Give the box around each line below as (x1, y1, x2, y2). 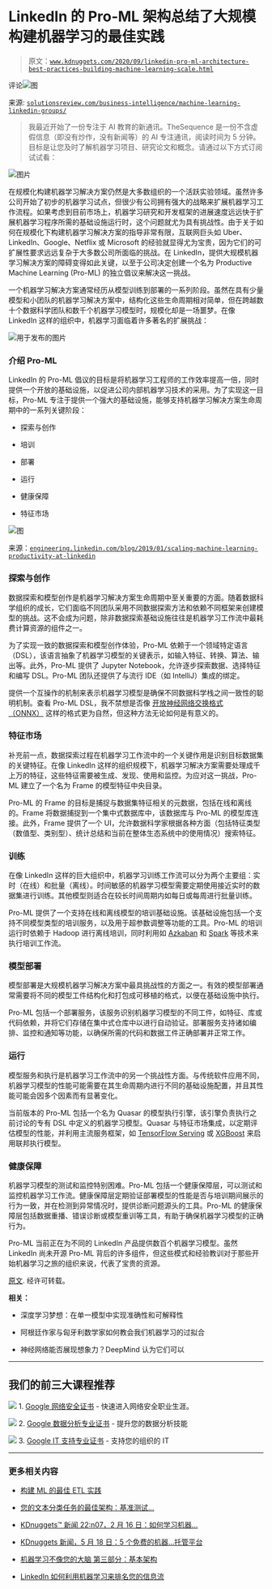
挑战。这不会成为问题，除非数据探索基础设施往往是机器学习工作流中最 (22, 613, 257, 623)
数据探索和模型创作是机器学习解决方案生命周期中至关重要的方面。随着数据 (8, 593, 257, 602)
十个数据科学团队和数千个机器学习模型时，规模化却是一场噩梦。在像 (8, 305, 236, 315)
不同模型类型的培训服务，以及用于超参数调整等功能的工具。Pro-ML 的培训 (15, 918, 263, 928)
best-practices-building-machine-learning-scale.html (28, 65, 214, 73)
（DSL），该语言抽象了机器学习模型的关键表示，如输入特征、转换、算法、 (8, 650, 253, 660)
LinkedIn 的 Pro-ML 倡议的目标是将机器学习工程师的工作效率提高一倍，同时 (8, 375, 259, 385)
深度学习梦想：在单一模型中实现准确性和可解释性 (19, 1310, 184, 1320)
